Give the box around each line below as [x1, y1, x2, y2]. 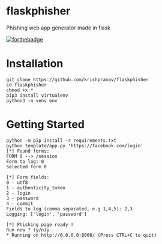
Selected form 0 [6, 163, 47, 169]
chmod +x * [6, 87, 34, 93]
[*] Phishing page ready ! [6, 221, 74, 228]
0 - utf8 [6, 179, 28, 186]
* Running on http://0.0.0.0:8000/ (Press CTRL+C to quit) [6, 232, 157, 238]
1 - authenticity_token [6, 185, 66, 191]
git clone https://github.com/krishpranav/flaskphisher [6, 76, 149, 82]
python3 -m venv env [6, 97, 58, 103]
